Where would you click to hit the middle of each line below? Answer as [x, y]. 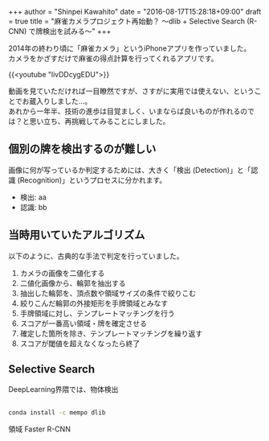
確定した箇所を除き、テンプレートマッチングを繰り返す [111, 333]
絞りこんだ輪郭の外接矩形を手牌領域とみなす [94, 303]
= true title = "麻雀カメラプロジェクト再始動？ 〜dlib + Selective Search [127, 21]
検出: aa [33, 197]
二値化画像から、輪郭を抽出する [73, 283]
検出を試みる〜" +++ [77, 31]
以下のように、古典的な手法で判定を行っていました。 [96, 256]
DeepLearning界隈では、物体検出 [63, 389]
